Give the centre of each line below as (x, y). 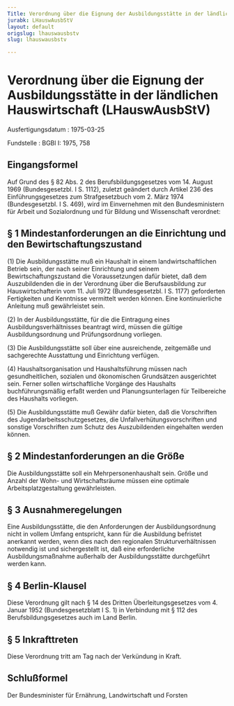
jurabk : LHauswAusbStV (40, 20)
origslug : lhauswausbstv (43, 33)
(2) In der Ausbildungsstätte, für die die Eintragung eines (89, 319)
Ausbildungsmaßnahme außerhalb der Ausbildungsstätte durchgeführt (109, 556)
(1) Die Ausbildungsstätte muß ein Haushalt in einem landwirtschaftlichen (112, 261)
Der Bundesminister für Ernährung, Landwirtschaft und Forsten (97, 695)
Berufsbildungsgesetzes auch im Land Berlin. (72, 618)
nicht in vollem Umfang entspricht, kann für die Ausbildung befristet (104, 534)
